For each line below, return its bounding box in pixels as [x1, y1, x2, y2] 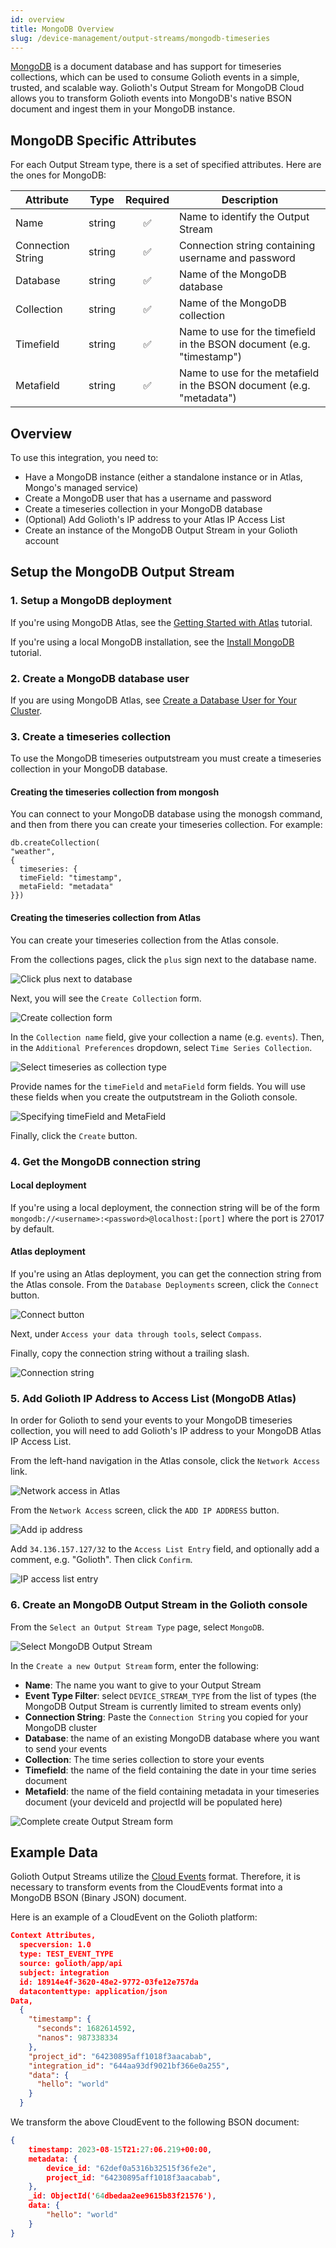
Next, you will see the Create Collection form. [10, 992, 202, 1004]
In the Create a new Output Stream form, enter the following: [10, 1659, 259, 1671]
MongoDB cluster [24, 1721, 98, 1733]
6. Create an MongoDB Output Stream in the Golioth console [10, 1598, 308, 1612]
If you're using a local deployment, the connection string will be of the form [10, 1201, 320, 1213]
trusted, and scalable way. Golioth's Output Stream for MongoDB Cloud [10, 82, 305, 94]
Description [221, 193, 279, 207]
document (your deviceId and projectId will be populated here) [24, 1796, 283, 1808]
